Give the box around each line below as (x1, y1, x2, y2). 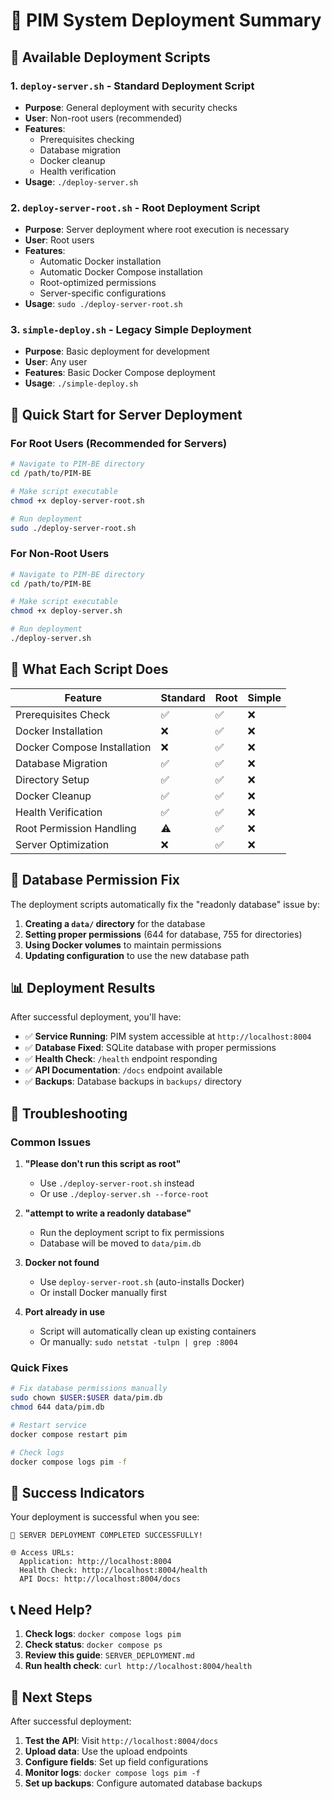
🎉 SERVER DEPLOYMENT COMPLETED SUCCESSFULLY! (10, 1530, 203, 1541)
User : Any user (24, 356, 88, 368)
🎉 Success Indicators (10, 1484, 145, 1501)
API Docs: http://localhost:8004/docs (19, 1574, 182, 1584)
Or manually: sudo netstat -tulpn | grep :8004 (39, 1336, 238, 1348)
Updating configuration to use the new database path (24, 949, 250, 961)
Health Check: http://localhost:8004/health (19, 1565, 208, 1576)
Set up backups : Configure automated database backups (24, 1777, 263, 1789)
